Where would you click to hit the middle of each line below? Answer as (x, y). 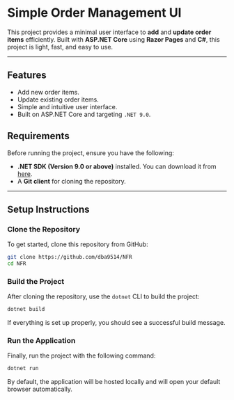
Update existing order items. (58, 99)
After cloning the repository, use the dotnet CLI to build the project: (103, 296)
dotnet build (26, 310)
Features (27, 75)
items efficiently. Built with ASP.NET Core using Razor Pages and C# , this (114, 39)
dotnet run (23, 369)
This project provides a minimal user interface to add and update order (109, 32)
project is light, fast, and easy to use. (60, 47)
